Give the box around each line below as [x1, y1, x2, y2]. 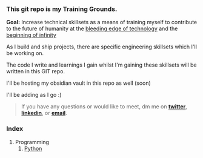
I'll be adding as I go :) [6, 91, 62, 99]
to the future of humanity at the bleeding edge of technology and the [6, 25, 178, 32]
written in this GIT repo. [6, 68, 65, 75]
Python [24, 145, 42, 152]
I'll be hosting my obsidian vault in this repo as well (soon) [6, 79, 151, 87]
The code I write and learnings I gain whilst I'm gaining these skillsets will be [6, 61, 197, 68]
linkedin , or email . [21, 110, 68, 117]
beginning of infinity [6, 31, 56, 39]
